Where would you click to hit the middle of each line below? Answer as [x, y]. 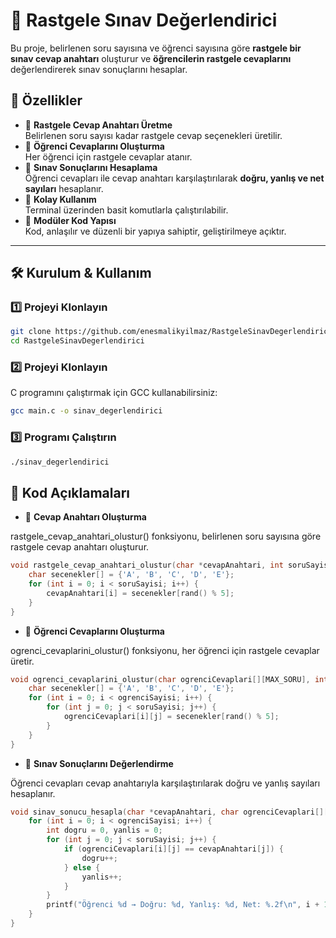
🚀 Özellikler [46, 100]
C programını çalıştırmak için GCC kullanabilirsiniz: [114, 393]
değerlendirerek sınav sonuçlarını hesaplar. [99, 69]
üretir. [22, 661]
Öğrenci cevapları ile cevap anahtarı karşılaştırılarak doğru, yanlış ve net [174, 178]
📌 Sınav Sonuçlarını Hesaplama [91, 167]
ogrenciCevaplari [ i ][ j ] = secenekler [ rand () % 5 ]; [171, 717]
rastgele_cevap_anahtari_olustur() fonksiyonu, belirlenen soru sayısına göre [166, 536]
